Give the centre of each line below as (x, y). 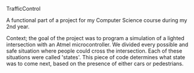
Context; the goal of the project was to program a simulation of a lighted (95, 38)
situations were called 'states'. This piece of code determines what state (96, 57)
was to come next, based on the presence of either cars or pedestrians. (95, 63)
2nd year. (18, 27)
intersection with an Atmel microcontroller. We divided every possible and (97, 45)
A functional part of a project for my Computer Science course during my (97, 20)
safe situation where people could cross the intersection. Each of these (94, 51)
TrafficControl (23, 9)
